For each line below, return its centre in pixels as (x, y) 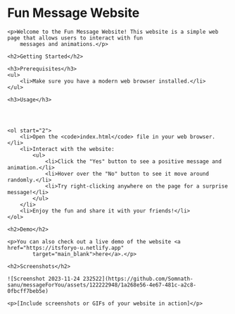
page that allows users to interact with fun (75, 38)
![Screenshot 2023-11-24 (44, 279)
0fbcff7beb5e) (28, 291)
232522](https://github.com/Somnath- (138, 279)
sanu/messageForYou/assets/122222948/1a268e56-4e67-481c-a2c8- (102, 285)
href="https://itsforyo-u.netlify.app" (66, 248)
